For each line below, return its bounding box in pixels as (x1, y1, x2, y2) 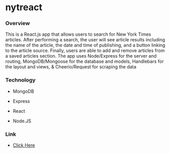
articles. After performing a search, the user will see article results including (5, 37, 165, 43)
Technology (5, 76, 36, 84)
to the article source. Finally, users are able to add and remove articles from (5, 47, 165, 54)
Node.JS (12, 118, 32, 124)
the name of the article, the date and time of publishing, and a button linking (5, 42, 165, 48)
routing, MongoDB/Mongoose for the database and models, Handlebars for (5, 58, 164, 65)
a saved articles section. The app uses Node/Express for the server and (5, 53, 157, 59)
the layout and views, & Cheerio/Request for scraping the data (5, 64, 137, 70)
